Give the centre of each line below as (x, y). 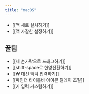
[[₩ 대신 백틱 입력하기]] (36, 74)
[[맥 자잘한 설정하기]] (33, 31)
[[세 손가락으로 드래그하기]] (39, 61)
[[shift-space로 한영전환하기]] (42, 68)
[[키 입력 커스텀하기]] (33, 86)
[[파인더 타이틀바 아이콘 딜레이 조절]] (48, 80)
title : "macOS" (21, 10)
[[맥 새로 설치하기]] (31, 25)
